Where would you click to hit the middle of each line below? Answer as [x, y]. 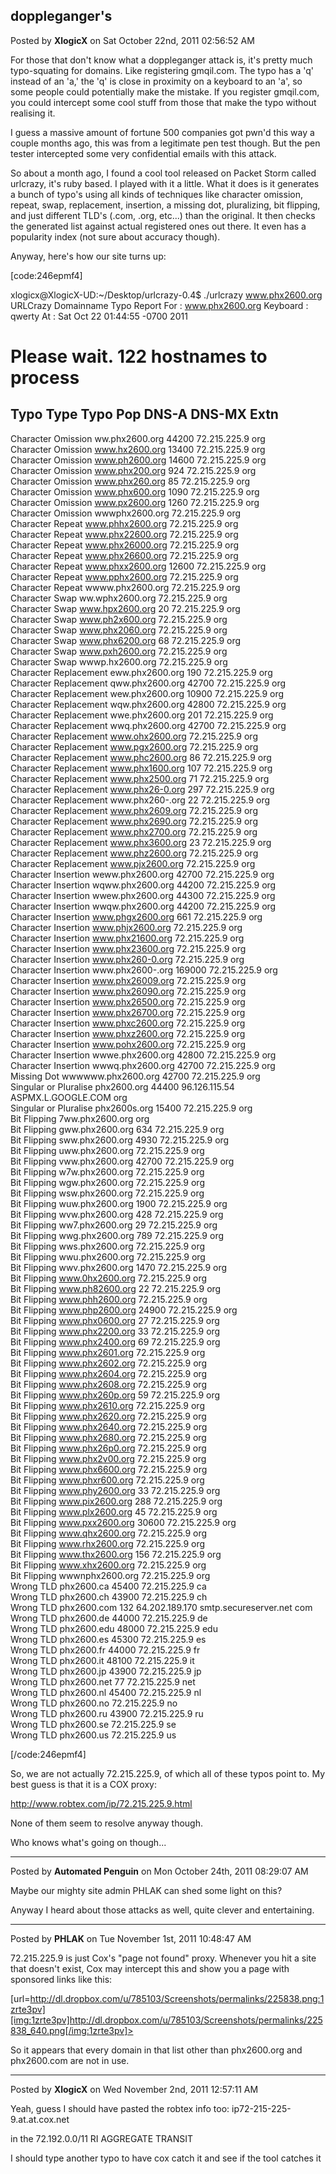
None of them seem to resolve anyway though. [107, 1823]
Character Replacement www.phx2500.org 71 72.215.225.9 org [140, 778]
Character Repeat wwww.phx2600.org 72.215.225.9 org [125, 587]
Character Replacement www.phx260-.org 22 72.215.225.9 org [140, 800]
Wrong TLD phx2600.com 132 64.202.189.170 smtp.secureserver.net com [161, 1607]
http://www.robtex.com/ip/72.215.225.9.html [101, 1803]
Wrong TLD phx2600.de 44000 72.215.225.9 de [109, 1618]
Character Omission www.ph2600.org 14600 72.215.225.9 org [138, 460]
